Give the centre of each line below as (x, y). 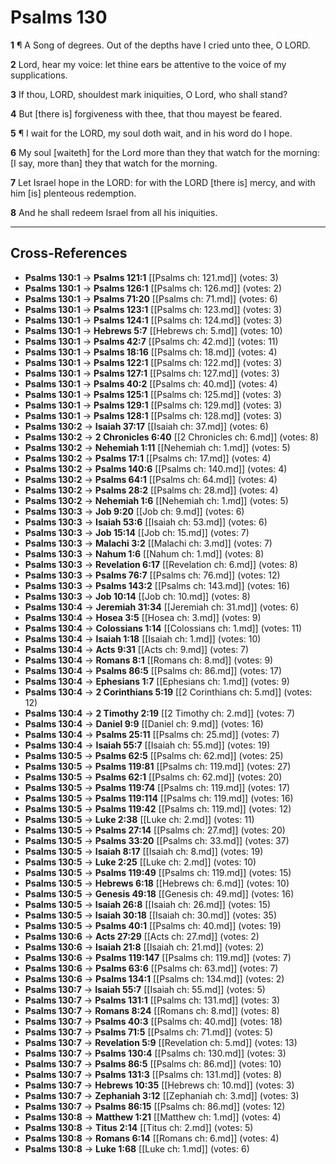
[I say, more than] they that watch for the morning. (114, 163)
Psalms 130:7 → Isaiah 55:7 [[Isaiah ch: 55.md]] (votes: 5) (145, 989)
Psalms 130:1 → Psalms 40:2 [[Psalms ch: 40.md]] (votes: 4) (151, 383)
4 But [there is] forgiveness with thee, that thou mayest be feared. (146, 113)
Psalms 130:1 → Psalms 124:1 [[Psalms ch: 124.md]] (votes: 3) (153, 320)
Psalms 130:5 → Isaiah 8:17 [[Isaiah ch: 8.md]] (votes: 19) (144, 851)
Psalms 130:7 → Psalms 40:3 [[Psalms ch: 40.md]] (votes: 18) (153, 1021)
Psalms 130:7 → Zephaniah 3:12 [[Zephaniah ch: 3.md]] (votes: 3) (162, 1095)
